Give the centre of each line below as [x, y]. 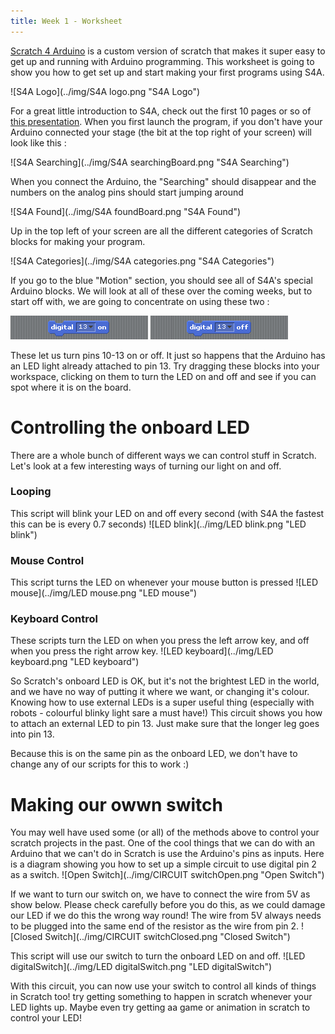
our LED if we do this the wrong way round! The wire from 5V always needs [166, 916]
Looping [31, 492]
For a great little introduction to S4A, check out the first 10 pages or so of [161, 111]
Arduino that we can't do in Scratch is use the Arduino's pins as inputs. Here [167, 854]
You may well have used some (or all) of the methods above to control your [165, 832]
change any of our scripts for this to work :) [100, 764]
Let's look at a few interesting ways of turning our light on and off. [146, 466]
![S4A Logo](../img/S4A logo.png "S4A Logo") [105, 91]
